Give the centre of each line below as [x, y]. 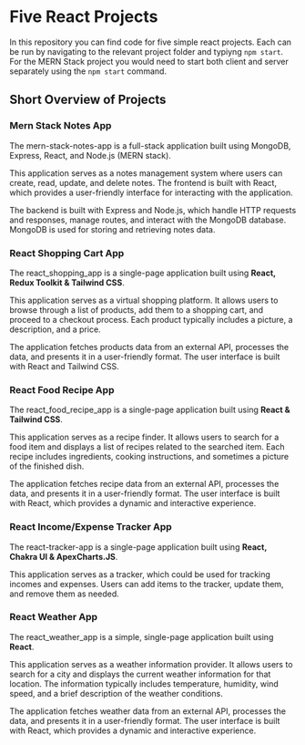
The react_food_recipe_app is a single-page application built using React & [150, 410]
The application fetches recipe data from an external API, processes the [144, 484]
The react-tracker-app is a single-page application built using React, [138, 547]
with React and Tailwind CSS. [65, 366]
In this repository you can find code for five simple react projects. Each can [151, 42]
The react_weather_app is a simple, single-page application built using [142, 636]
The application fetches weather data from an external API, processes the [148, 711]
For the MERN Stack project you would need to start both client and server [149, 61]
